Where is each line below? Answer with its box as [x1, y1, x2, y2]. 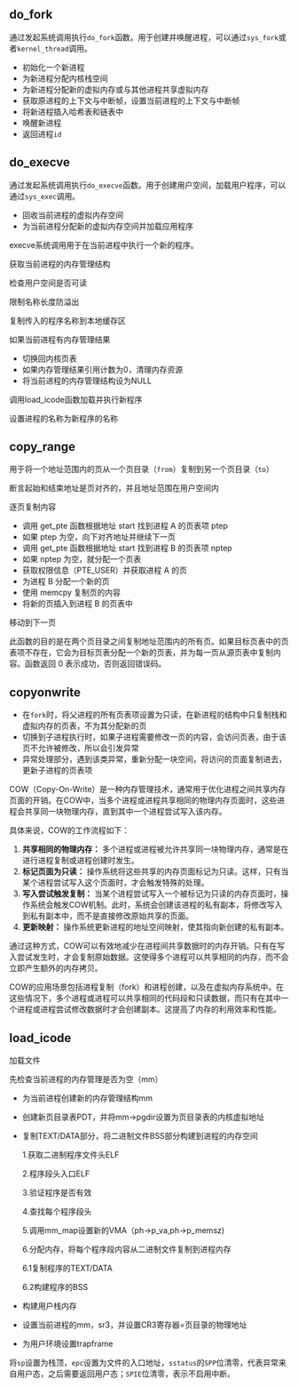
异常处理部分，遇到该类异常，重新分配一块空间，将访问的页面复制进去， [21, 754, 286, 765]
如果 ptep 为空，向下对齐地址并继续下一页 [21, 532, 176, 542]
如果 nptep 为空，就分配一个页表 [21, 554, 142, 565]
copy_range [9, 439, 76, 454]
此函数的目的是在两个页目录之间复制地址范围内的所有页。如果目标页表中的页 [9, 636, 289, 647]
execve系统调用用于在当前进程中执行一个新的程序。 [9, 239, 199, 250]
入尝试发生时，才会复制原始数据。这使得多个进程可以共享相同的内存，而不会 [9, 951, 289, 963]
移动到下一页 [9, 617, 56, 628]
